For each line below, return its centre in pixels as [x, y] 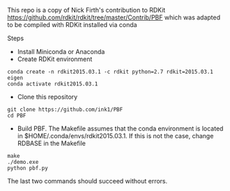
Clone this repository [47, 97]
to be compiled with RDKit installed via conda [72, 25]
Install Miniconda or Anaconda [61, 52]
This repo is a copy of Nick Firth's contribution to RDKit [86, 10]
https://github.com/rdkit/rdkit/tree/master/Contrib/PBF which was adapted [114, 17]
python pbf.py [28, 168]
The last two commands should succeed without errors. [87, 181]
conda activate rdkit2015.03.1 [53, 84]
